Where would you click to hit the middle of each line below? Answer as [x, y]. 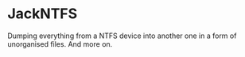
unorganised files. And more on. [60, 44]
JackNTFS [43, 14]
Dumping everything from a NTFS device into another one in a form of [122, 36]
